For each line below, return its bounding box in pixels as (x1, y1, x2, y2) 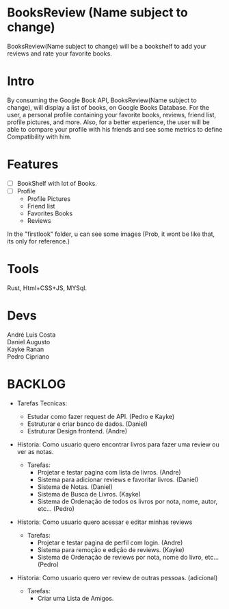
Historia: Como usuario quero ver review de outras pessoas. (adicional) (16, 573, 218, 582)
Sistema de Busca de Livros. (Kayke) (37, 490, 142, 498)
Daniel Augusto (7, 337, 51, 346)
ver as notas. (16, 447, 54, 455)
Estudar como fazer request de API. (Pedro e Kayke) (27, 412, 175, 420)
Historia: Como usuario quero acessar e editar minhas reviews (16, 518, 193, 526)
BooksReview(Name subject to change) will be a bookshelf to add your (7, 42, 207, 50)
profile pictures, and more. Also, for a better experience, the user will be (7, 118, 210, 126)
